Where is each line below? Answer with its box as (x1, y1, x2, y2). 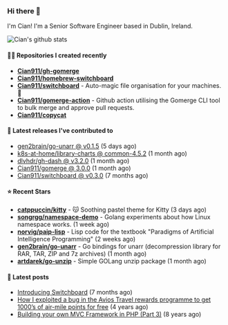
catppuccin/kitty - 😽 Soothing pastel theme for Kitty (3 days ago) (17, 205, 207, 214)
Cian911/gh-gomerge (17, 66, 79, 75)
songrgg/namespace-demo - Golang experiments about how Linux (17, 212, 211, 221)
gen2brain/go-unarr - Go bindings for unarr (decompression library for (17, 242, 221, 250)
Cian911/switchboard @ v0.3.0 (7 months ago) (17, 171, 149, 179)
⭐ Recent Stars (7, 187, 51, 196)
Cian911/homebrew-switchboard (17, 74, 114, 82)
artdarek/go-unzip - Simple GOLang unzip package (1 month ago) (17, 257, 207, 265)
